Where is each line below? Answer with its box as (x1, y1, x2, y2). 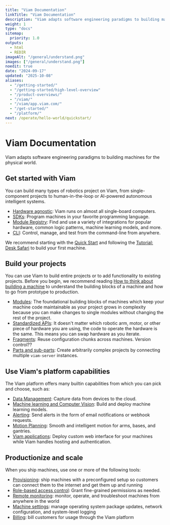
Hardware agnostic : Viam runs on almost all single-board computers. (12, 208, 156, 214)
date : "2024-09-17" (5, 69, 47, 74)
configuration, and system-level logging (12, 509, 96, 515)
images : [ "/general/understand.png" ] (5, 59, 85, 64)
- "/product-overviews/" (10, 92, 62, 97)
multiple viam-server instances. (12, 353, 78, 359)
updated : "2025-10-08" (5, 73, 53, 78)
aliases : (5, 78, 24, 83)
